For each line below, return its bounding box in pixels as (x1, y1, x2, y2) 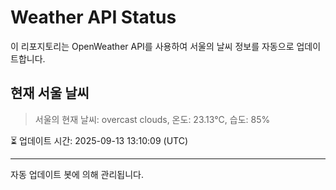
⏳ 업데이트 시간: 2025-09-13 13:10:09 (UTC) (10, 134, 189, 146)
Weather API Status (10, 6, 177, 29)
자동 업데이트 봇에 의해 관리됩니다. (10, 168, 144, 180)
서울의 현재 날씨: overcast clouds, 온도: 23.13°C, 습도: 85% (34, 113, 271, 125)
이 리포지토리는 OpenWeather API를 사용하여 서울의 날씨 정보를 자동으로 (10, 40, 295, 52)
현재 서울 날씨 (10, 85, 90, 102)
